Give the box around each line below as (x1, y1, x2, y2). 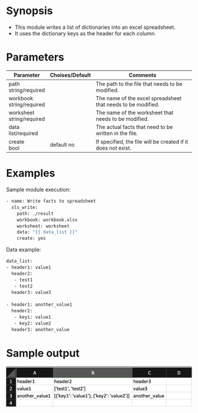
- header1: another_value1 (6, 302, 72, 308)
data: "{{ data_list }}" (16, 229, 78, 235)
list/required (8, 130, 38, 137)
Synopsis (6, 4, 53, 18)
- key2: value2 (14, 320, 51, 326)
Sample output (6, 346, 80, 360)
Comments (128, 72, 157, 79)
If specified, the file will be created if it (95, 138, 189, 145)
